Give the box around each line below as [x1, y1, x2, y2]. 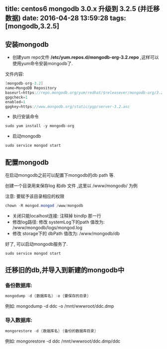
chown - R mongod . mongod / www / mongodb [5, 203, 83, 209]
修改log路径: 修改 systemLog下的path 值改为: [12, 219, 105, 225]
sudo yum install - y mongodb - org [5, 124, 75, 129]
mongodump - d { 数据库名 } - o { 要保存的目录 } [5, 293, 89, 299]
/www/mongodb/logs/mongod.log [12, 224, 83, 230]
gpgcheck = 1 [5, 95, 28, 100]
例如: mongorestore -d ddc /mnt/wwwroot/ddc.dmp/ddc [5, 338, 121, 344]
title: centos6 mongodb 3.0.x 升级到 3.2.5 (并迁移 [5, 4, 160, 13]
